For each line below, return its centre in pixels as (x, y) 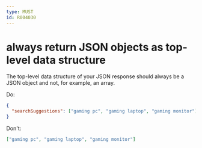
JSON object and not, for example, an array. (61, 83)
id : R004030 (21, 17)
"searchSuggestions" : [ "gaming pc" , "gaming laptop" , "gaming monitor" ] (105, 111)
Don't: (14, 128)
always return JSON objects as (85, 47)
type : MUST (20, 12)
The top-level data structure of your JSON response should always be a (95, 76)
